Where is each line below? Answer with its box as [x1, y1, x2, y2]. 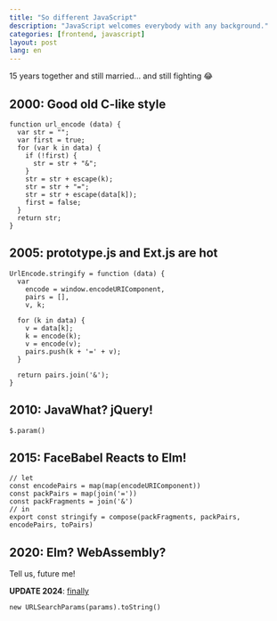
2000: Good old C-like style [9, 96, 167, 111]
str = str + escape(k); [25, 175, 114, 184]
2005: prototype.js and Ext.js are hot [9, 246, 218, 261]
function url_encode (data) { [9, 119, 122, 129]
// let [9, 474, 34, 483]
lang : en [9, 46, 42, 55]
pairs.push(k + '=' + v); [25, 347, 122, 356]
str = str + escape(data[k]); [25, 190, 138, 199]
